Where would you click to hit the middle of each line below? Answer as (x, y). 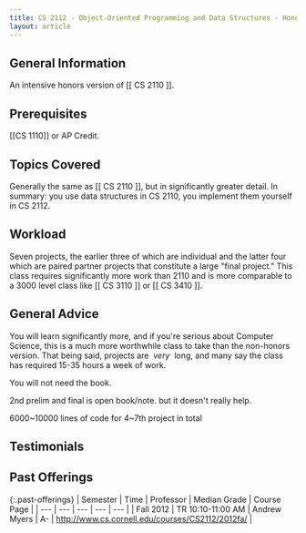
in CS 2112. (30, 205)
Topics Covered (55, 164)
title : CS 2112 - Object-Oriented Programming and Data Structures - (144, 18)
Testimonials (47, 446)
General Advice (54, 314)
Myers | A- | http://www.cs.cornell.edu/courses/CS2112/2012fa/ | (131, 518)
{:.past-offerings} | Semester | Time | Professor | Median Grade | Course (145, 499)
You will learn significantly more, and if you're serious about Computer (142, 336)
